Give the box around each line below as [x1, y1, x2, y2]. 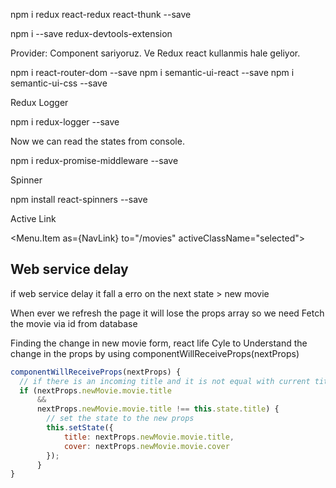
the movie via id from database [10, 317, 138, 329]
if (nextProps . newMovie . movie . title [19, 385, 172, 396]
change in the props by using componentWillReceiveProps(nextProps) [10, 347, 300, 359]
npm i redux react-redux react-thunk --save [10, 9, 192, 20]
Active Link [10, 213, 57, 224]
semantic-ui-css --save [10, 77, 108, 89]
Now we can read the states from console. [10, 135, 185, 147]
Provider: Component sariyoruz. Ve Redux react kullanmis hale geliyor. [10, 47, 301, 59]
